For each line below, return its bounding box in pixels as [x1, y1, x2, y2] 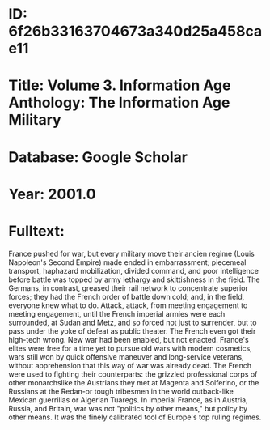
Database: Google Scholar [8, 147, 188, 166]
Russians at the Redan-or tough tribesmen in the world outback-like [8, 386, 234, 396]
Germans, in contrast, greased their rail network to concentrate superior [8, 283, 249, 292]
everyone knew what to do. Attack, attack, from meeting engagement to [8, 300, 248, 310]
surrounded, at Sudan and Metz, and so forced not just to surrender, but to [8, 317, 257, 327]
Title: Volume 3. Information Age [8, 76, 231, 95]
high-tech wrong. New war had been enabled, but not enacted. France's [8, 334, 249, 344]
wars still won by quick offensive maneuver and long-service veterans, [8, 351, 244, 361]
